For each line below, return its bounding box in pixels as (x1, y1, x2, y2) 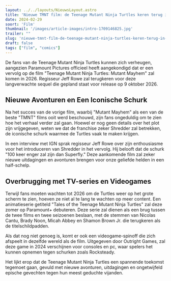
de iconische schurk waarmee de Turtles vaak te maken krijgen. (5, 131, 139, 137)
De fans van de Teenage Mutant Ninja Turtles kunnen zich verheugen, (5, 59, 152, 65)
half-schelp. (5, 162, 31, 168)
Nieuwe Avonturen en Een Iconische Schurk (5, 96, 148, 104)
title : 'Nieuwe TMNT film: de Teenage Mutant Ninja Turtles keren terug (5, 12, 163, 17)
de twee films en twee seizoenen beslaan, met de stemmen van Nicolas (5, 212, 156, 218)
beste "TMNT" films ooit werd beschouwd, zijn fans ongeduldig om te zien (5, 115, 162, 121)
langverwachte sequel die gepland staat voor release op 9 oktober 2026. (5, 81, 158, 87)
